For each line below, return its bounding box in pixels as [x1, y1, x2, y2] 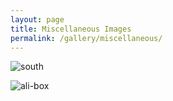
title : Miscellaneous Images [10, 24, 132, 34]
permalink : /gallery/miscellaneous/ [10, 33, 163, 43]
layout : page [10, 14, 65, 25]
